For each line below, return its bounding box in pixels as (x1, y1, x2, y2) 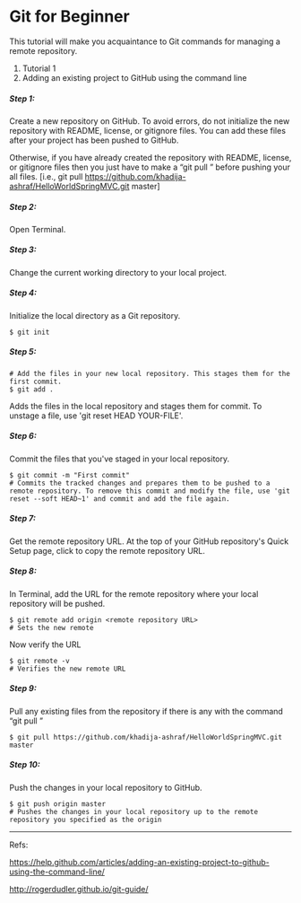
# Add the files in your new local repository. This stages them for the (9, 369, 291, 378)
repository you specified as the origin (9, 815, 163, 824)
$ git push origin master (9, 799, 106, 809)
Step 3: (9, 244, 38, 255)
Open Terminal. (9, 224, 66, 234)
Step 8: (9, 565, 38, 576)
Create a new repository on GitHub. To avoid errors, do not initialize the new (9, 115, 290, 127)
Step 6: (9, 431, 38, 442)
